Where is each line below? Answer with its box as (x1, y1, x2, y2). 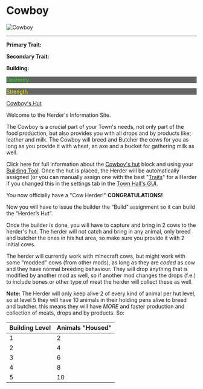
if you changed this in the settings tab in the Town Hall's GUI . (6, 180, 158, 187)
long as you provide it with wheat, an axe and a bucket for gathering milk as (6, 142, 195, 149)
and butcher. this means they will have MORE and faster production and (6, 302, 185, 310)
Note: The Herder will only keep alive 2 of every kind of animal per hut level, (6, 290, 196, 297)
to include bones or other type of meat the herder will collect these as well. (6, 278, 193, 285)
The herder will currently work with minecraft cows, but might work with (6, 252, 186, 260)
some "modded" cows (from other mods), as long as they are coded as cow (6, 258, 195, 266)
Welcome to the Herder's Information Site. (6, 111, 111, 119)
